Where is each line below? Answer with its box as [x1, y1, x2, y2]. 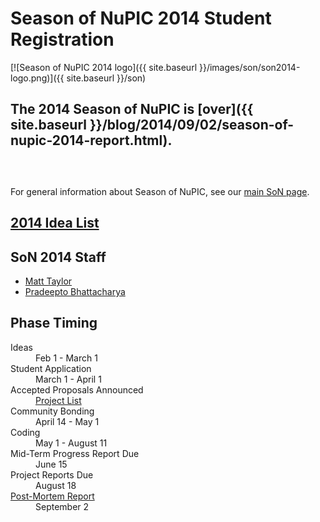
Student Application [10, 362, 92, 374]
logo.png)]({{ [10, 72, 65, 84]
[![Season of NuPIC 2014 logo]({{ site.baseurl [10, 61, 198, 73]
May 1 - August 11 [35, 437, 108, 449]
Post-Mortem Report [10, 490, 95, 502]
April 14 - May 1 [35, 415, 100, 427]
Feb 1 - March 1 [35, 352, 98, 364]
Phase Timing [10, 315, 98, 332]
